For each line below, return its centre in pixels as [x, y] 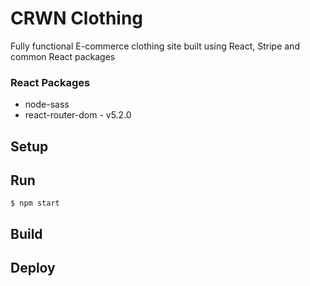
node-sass [47, 104]
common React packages [63, 56]
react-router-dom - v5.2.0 [78, 115]
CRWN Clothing [77, 18]
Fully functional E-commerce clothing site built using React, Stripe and [155, 46]
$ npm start [35, 203]
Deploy [33, 268]
